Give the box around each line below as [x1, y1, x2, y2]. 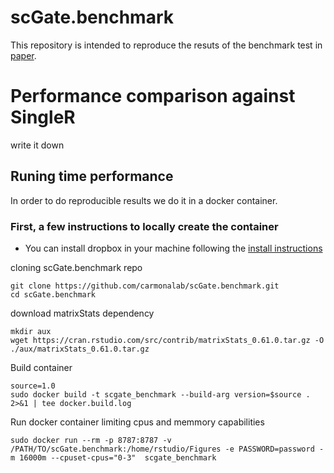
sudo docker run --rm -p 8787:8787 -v [10, 435, 172, 445]
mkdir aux [10, 326, 52, 336]
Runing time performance [10, 168, 174, 185]
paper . [10, 49, 37, 61]
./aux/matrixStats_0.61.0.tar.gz [10, 344, 150, 354]
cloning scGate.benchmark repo [10, 261, 143, 273]
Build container [10, 361, 73, 373]
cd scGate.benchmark [10, 289, 97, 300]
